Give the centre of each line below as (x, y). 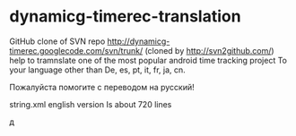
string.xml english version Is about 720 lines (91, 104)
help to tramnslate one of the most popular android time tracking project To (148, 60)
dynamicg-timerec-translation (125, 17)
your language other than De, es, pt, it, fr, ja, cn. (97, 70)
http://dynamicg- (139, 41)
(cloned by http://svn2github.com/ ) (210, 50)
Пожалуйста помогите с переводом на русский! (102, 87)
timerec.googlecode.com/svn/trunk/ (76, 50)
